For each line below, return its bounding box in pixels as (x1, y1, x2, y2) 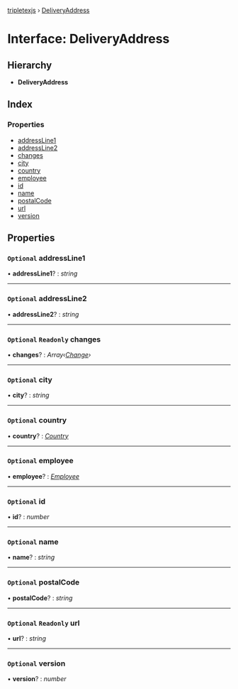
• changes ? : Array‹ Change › (7, 350, 91, 359)
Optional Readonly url (7, 618, 80, 628)
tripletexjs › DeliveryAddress (7, 6, 90, 14)
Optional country (7, 416, 67, 425)
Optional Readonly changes (7, 334, 101, 344)
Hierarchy (7, 59, 52, 71)
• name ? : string (7, 553, 55, 562)
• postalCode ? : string (7, 593, 73, 602)
